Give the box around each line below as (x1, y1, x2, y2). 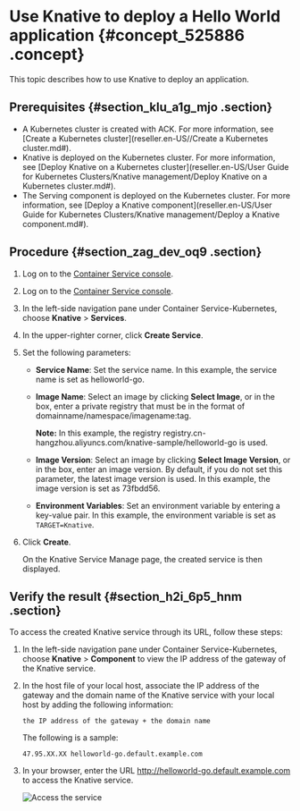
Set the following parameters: (21, 347, 131, 358)
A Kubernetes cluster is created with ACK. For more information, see (21, 123, 274, 134)
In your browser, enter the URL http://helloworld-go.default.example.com (21, 765, 291, 776)
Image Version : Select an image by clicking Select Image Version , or (35, 454, 291, 465)
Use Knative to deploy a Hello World (9, 6, 281, 27)
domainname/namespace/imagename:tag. (35, 410, 192, 421)
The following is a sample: (21, 732, 119, 743)
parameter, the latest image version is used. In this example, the (35, 473, 271, 484)
